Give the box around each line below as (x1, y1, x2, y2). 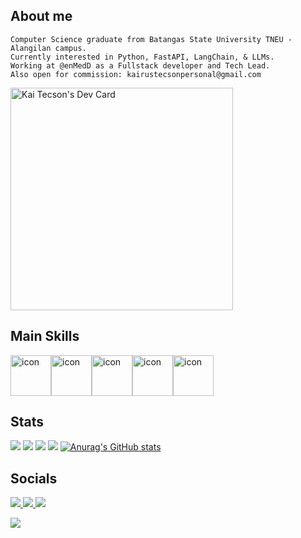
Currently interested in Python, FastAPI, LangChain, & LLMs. (10, 52, 275, 62)
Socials (10, 470, 58, 487)
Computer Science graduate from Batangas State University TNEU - (10, 34, 293, 44)
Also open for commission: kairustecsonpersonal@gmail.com (10, 69, 262, 79)
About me (10, 8, 73, 25)
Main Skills (10, 328, 80, 345)
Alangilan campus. (10, 43, 87, 53)
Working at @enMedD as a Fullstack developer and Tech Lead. (10, 60, 271, 71)
